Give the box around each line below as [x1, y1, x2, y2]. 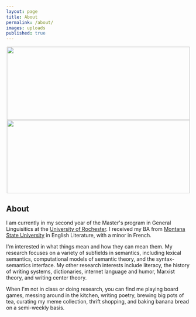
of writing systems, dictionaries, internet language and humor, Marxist [6, 268, 176, 275]
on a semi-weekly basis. [6, 304, 65, 311]
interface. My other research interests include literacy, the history [32, 261, 190, 268]
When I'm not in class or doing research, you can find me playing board [6, 285, 178, 292]
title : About [6, 14, 38, 20]
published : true [6, 30, 46, 36]
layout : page [6, 8, 38, 15]
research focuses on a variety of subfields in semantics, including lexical [6, 249, 181, 256]
